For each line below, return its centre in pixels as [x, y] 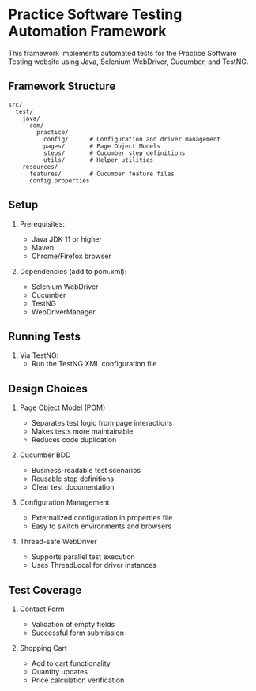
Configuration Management [64, 502]
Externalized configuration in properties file [102, 518]
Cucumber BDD [45, 455]
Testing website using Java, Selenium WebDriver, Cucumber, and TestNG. [128, 62]
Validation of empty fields [73, 624]
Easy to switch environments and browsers [102, 526]
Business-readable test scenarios [86, 471]
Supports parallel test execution [83, 557]
